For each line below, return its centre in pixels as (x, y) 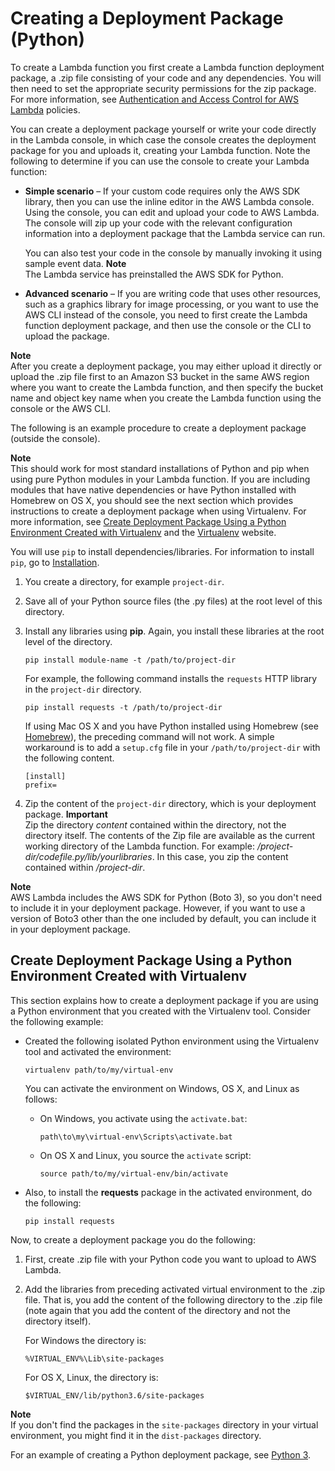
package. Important (66, 814)
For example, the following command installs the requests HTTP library (171, 678)
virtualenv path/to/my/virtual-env (99, 1070)
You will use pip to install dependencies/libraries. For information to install (162, 551)
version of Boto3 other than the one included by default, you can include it (163, 918)
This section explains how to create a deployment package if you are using (164, 1000)
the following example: (57, 1021)
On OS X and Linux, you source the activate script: (145, 1155)
